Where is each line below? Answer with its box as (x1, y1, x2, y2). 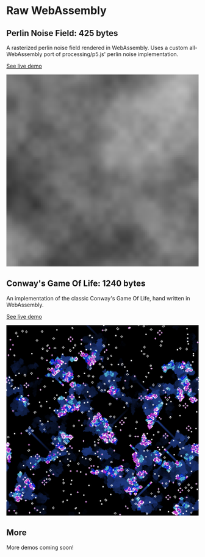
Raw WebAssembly (6, 4, 107, 18)
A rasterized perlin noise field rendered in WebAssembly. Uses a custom (6, 44, 188, 51)
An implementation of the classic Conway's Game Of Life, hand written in (6, 294, 190, 302)
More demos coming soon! (6, 544, 74, 551)
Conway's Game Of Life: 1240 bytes (6, 278, 146, 289)
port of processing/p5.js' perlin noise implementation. (43, 51, 179, 58)
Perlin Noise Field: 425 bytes (6, 28, 118, 38)
